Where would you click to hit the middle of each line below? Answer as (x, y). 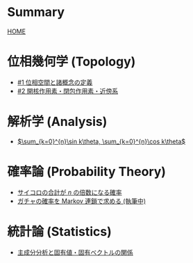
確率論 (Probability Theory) (87, 172)
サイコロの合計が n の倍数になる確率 (69, 192)
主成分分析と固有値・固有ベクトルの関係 (75, 252)
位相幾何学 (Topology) (72, 62)
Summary (36, 12)
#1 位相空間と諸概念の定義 (55, 82)
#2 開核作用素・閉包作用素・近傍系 (68, 90)
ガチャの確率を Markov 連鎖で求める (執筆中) (82, 201)
